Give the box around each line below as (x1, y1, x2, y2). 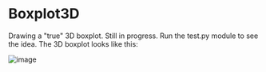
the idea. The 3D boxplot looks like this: (8, 39, 138, 48)
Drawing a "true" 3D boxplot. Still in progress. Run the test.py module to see (8, 31, 259, 40)
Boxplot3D (8, 5, 80, 23)
